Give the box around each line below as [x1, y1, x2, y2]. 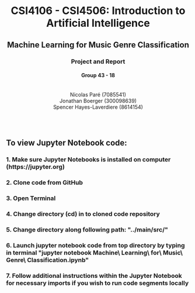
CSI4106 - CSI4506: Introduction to [11, 4, 186, 18]
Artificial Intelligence [46, 16, 150, 30]
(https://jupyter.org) [6, 163, 65, 171]
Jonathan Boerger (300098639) [59, 97, 137, 104]
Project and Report [71, 57, 126, 66]
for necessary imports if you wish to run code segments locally [6, 279, 189, 287]
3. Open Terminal [6, 194, 56, 202]
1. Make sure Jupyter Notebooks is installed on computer [6, 156, 171, 164]
